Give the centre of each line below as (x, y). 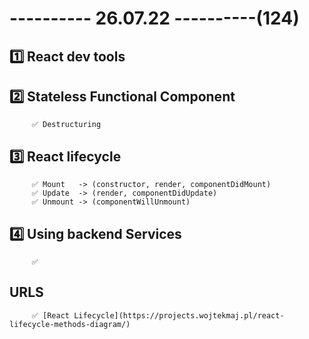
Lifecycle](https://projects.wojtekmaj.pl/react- (179, 315)
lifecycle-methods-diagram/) (70, 324)
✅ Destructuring (66, 125)
